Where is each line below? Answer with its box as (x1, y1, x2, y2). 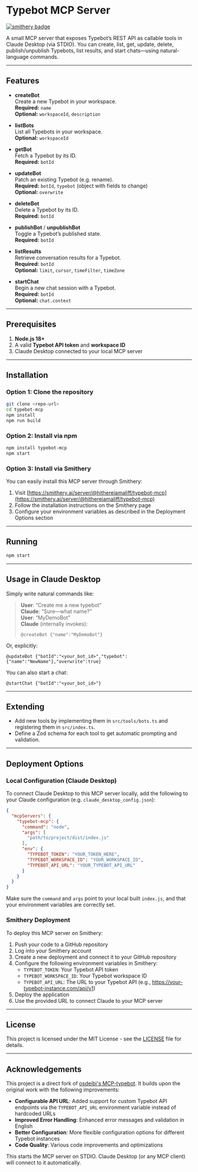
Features (6, 76, 39, 86)
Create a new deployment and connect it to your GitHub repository (14, 953, 177, 960)
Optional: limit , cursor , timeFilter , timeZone (14, 266, 125, 274)
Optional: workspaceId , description (14, 110, 101, 117)
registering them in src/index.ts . (14, 723, 95, 731)
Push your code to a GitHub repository (14, 941, 108, 948)
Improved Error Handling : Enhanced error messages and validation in (14, 1117, 184, 1124)
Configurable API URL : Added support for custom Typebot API (14, 1098, 167, 1105)
